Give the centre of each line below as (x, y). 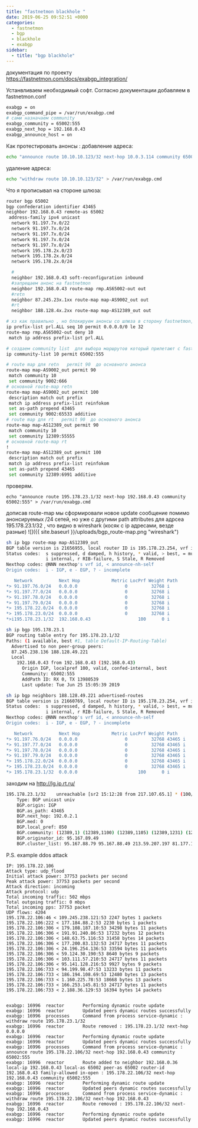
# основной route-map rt (37, 442)
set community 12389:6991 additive (52, 474)
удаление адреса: (29, 168)
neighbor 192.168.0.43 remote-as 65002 (55, 212)
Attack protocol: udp (33, 892)
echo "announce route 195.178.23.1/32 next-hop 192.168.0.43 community (96, 497)
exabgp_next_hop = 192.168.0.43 (46, 129)
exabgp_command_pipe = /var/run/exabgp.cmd (60, 113)
